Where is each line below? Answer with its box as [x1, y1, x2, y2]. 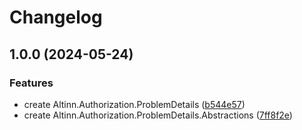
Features [9, 76, 54, 90]
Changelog [9, 6, 103, 29]
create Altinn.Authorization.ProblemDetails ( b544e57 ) [23, 98, 246, 110]
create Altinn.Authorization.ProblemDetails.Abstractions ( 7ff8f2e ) [23, 109, 293, 121]
